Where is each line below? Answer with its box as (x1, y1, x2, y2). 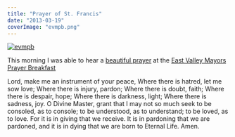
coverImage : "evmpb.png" (7, 23, 80, 30)
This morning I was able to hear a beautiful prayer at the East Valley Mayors (7, 56, 227, 65)
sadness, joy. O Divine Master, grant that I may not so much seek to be (7, 100, 212, 108)
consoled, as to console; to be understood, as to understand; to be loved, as (7, 107, 229, 116)
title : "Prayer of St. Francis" (7, 10, 102, 18)
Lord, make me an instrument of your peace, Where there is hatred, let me (7, 77, 222, 86)
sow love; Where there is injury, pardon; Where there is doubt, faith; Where (7, 85, 224, 93)
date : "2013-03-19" (7, 17, 65, 24)
